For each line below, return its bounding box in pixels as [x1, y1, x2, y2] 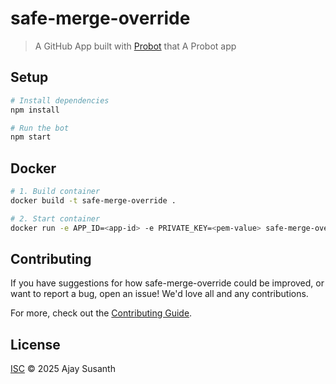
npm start [10, 132, 52, 142]
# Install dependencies [10, 95, 110, 106]
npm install [10, 105, 60, 115]
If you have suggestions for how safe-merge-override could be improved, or [10, 277, 325, 289]
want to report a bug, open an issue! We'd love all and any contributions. [10, 288, 309, 300]
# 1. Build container [10, 187, 101, 197]
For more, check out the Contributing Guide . [10, 307, 193, 319]
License [10, 336, 61, 353]
